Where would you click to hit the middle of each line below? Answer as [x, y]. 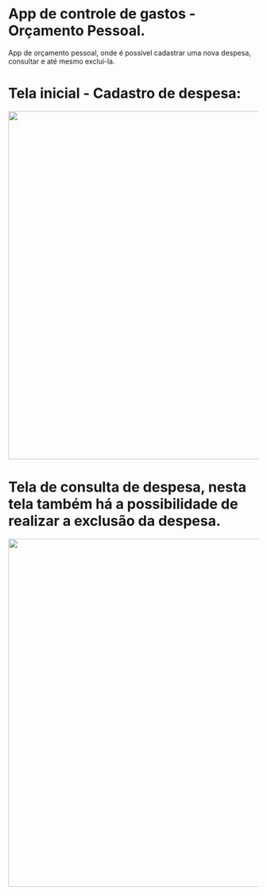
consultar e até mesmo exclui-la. [62, 61]
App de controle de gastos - [102, 14]
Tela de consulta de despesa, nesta [127, 487]
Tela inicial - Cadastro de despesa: [125, 93]
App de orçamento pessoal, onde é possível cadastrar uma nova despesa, [130, 53]
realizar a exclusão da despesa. [114, 521]
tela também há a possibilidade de [123, 504]
